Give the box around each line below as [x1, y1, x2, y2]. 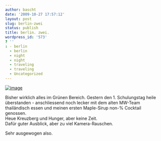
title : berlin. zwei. [5, 30, 50, 35]
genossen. [5, 110, 27, 116]
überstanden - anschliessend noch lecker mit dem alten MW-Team [5, 100, 140, 106]
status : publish [5, 26, 38, 31]
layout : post [5, 16, 32, 21]
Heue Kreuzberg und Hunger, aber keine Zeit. [5, 115, 97, 121]
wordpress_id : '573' [5, 35, 48, 40]
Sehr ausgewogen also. [5, 130, 53, 136]
